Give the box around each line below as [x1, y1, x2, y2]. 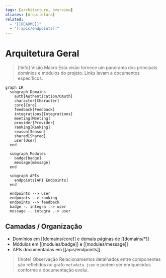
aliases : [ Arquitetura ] [5, 12, 55, 17]
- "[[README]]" [10, 21, 42, 27]
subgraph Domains [10, 89, 46, 95]
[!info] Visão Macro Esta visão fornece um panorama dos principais [17, 65, 157, 71]
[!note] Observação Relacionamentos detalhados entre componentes [17, 256, 161, 262]
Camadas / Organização [5, 223, 82, 231]
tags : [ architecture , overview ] [5, 7, 73, 13]
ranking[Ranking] [14, 125, 51, 130]
